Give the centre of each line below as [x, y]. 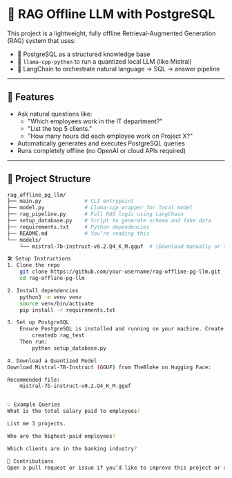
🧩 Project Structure [49, 179]
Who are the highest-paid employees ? [61, 436]
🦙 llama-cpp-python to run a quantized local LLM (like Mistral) [104, 61]
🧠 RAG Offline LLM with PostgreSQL [111, 14]
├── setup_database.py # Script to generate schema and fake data [109, 221]
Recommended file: [33, 380]
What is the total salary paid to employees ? [74, 411]
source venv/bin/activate [57, 303]
